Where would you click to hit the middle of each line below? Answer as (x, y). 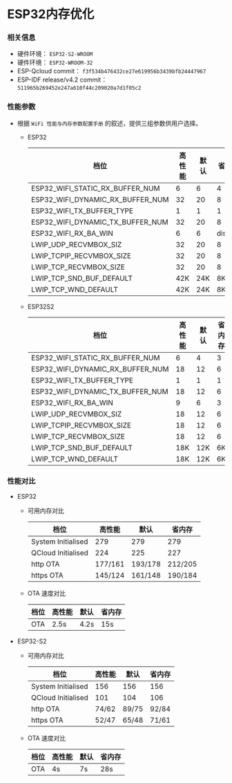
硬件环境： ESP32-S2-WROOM (55, 54)
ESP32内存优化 (51, 14)
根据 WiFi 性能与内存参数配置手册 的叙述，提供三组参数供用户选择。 (109, 123)
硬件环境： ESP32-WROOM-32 (55, 62)
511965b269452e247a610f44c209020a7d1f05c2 (79, 88)
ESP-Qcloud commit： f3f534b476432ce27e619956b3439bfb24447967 (112, 71)
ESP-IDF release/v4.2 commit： (62, 80)
